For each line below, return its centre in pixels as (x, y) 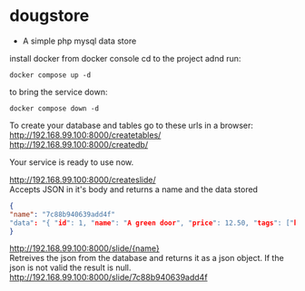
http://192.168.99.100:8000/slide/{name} (85, 248)
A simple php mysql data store (79, 41)
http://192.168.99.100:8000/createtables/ (85, 135)
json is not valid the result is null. (70, 267)
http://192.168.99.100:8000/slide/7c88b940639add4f (108, 277)
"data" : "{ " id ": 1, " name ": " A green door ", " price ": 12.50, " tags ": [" (152, 223)
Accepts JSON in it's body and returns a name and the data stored (134, 189)
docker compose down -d (54, 108)
